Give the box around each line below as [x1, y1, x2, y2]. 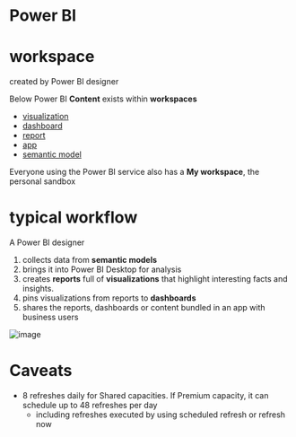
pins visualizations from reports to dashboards [22, 293, 196, 303]
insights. [22, 284, 54, 294]
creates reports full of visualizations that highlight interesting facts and [22, 274, 288, 284]
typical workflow [9, 207, 138, 228]
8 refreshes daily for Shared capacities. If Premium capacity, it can [22, 390, 269, 400]
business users [22, 311, 79, 323]
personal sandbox [9, 176, 76, 187]
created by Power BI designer [9, 76, 119, 87]
